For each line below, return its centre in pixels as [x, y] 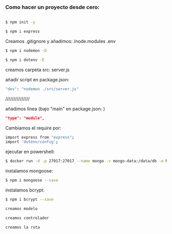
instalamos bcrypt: [25, 190]
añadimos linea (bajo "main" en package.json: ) [55, 109]
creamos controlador [27, 218]
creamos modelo [21, 208]
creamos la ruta [23, 227]
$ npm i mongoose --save [32, 180]
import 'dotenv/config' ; [32, 142]
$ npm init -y [20, 22]
